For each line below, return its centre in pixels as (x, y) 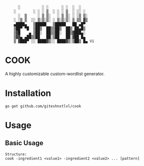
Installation (28, 93)
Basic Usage (24, 143)
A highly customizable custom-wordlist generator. (55, 74)
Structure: (16, 154)
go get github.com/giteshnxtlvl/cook (43, 106)
